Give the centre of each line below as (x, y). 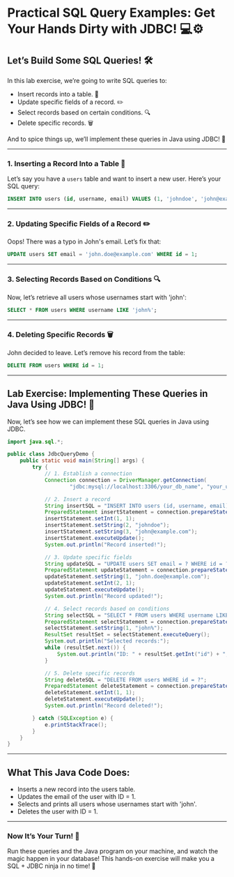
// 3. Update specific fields (88, 557)
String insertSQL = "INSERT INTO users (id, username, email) (136, 506)
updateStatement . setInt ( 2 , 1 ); (90, 583)
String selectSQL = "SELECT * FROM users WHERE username (129, 615)
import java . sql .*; (36, 442)
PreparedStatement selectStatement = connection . (118, 622)
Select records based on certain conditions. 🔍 (84, 112)
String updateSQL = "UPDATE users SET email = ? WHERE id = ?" (138, 564)
